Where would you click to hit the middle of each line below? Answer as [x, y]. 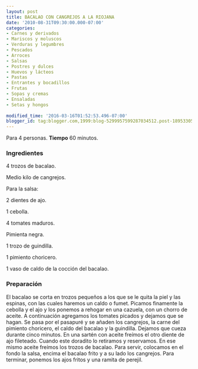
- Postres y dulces [30, 66]
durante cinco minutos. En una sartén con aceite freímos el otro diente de [95, 334]
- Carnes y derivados [33, 34]
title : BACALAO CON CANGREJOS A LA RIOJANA [60, 17]
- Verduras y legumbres [35, 45]
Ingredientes [25, 153]
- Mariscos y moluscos [34, 39]
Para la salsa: [22, 189]
